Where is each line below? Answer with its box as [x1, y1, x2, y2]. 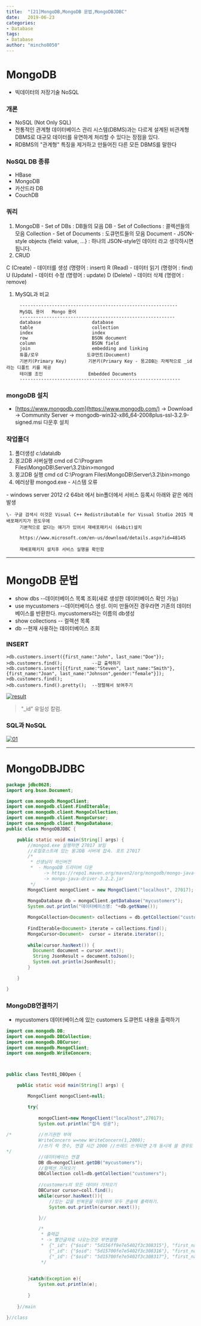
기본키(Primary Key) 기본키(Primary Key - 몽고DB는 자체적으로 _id [19, 358, 193, 364]
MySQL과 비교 [14, 290, 50, 298]
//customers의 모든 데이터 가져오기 [38, 1182, 117, 1188]
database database [19, 319, 114, 325]
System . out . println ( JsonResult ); [32, 959, 117, 965]
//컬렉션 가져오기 [38, 1165, 75, 1171]
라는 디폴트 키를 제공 [6, 365, 51, 371]
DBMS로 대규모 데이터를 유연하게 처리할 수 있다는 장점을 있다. [14, 133, 160, 141]
